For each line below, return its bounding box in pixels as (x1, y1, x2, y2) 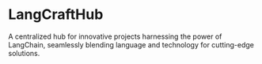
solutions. (8, 48, 40, 58)
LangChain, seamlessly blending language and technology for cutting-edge (8, 40, 255, 49)
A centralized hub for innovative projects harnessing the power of (8, 32, 222, 41)
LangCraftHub (8, 6, 104, 24)
